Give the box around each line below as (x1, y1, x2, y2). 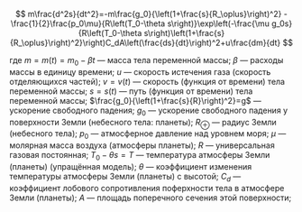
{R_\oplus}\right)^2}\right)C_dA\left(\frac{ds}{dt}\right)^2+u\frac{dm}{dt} (10, 37, 281, 48)
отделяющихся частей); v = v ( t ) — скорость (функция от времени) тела (9, 76, 286, 87)
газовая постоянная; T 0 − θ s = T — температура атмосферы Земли (9, 150, 270, 162)
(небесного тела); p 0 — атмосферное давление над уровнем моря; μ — (9, 128, 287, 142)
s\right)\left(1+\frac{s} (143, 28, 225, 38)
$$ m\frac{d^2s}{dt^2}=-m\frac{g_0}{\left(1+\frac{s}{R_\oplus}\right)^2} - (14, 9, 288, 19)
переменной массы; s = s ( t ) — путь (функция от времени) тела (9, 86, 253, 97)
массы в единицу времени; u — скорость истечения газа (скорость (9, 66, 271, 77)
